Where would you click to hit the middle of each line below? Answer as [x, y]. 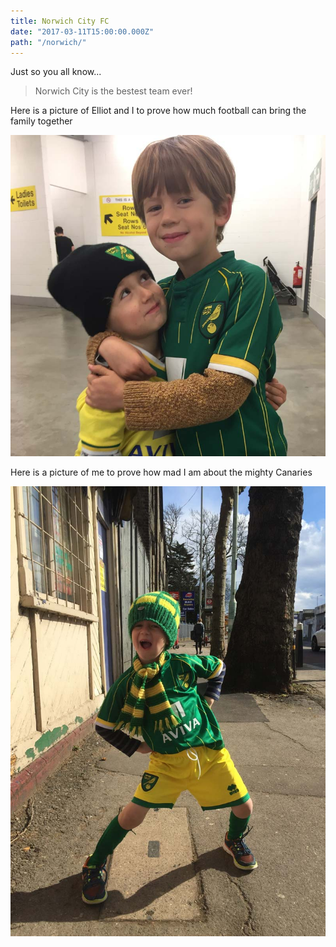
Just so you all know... [56, 72]
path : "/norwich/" [48, 42]
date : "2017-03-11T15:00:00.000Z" [82, 31]
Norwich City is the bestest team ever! [113, 91]
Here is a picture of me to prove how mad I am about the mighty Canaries [161, 472]
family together [41, 121]
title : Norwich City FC [60, 21]
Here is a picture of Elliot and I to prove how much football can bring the [158, 111]
